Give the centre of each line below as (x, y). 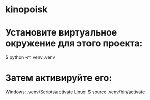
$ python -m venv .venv (30, 57)
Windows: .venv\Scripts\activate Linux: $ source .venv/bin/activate (75, 92)
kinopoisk (26, 9)
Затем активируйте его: (59, 78)
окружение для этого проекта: (74, 43)
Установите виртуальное (61, 33)
